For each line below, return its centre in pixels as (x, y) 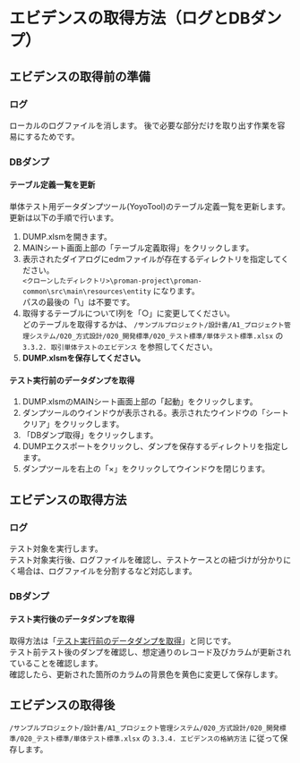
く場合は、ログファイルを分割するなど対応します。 (103, 571)
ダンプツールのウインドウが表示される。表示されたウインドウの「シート (155, 413)
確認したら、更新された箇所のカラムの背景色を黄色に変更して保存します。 (146, 674)
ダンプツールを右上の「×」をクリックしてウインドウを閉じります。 (146, 469)
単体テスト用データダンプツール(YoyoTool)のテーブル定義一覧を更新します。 (150, 206)
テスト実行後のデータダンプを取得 (72, 619)
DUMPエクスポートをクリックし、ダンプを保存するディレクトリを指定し (155, 446)
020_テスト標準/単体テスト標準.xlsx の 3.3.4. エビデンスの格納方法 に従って (150, 738)
